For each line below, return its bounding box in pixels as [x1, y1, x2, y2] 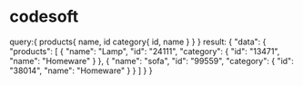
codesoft [9, 6, 79, 27]
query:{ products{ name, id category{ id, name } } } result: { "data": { [9, 36, 267, 47]
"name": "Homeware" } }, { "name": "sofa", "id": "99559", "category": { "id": [9, 55, 294, 66]
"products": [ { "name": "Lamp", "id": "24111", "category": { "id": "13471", [9, 45, 280, 56]
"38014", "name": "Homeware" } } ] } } [9, 65, 153, 76]
